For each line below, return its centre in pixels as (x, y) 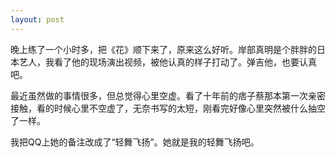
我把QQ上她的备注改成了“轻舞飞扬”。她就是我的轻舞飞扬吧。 (135, 142)
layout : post (37, 19)
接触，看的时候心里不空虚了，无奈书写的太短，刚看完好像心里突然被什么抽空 (168, 108)
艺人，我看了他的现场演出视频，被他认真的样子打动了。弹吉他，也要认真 (167, 62)
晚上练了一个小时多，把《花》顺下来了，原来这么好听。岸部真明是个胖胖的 (163, 49)
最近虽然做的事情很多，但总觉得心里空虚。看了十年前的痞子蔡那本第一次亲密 (168, 95)
